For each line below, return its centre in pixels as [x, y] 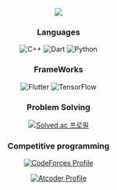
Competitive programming [58, 146]
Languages [58, 32]
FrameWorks [58, 70]
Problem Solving [58, 107]
